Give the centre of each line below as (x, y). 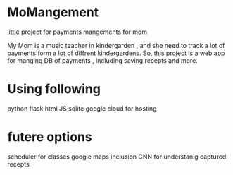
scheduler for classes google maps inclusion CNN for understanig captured (117, 157)
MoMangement (53, 12)
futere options (50, 137)
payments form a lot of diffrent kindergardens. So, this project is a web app (116, 53)
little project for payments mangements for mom (77, 32)
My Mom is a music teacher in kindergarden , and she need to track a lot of (116, 45)
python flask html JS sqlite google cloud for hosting (82, 108)
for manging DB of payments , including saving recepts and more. (103, 60)
